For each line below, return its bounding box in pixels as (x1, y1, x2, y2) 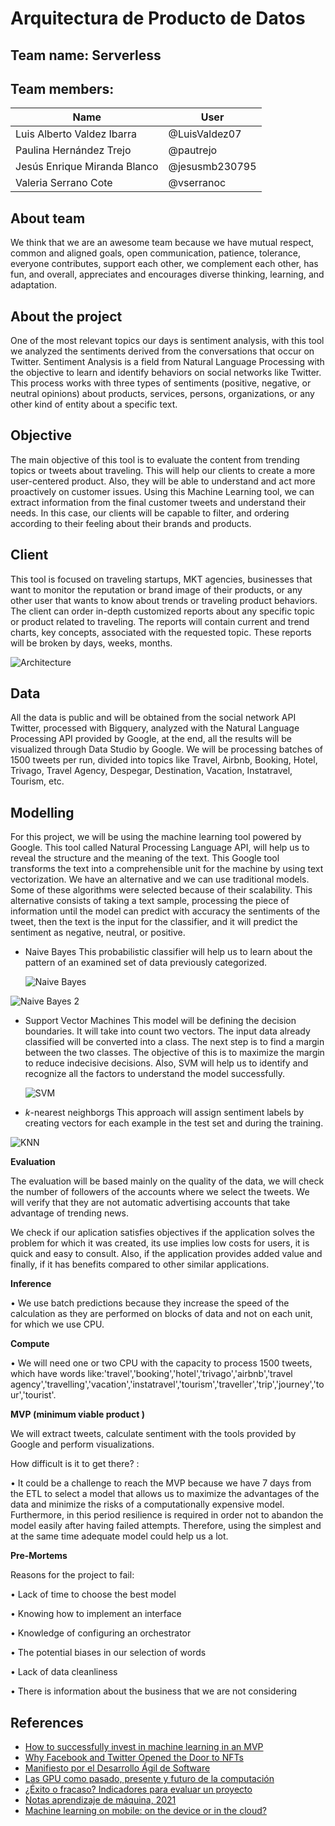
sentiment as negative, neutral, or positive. (10, 927, 186, 939)
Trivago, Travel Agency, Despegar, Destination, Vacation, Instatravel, (10, 765, 293, 777)
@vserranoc (168, 176, 227, 190)
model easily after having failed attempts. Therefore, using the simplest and (10, 1520, 322, 1532)
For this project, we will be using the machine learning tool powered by (10, 831, 302, 843)
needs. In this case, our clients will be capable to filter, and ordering (10, 507, 290, 519)
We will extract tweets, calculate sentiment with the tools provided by (10, 1428, 297, 1440)
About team (10, 210, 86, 227)
